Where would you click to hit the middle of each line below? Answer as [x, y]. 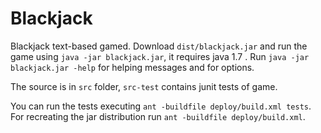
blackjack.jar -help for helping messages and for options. [132, 67]
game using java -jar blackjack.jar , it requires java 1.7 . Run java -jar [160, 56]
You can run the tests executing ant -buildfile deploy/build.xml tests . [161, 106]
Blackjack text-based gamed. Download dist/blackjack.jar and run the [159, 46]
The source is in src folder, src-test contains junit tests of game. [144, 86]
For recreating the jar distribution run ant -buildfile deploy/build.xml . [158, 116]
